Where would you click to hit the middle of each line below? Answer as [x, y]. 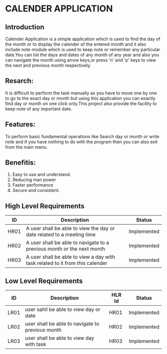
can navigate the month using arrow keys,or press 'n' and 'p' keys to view [81, 60]
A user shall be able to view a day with [70, 257]
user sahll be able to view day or [63, 310]
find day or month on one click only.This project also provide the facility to [81, 103]
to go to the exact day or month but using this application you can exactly [80, 98]
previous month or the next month [65, 249]
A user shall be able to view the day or [70, 228]
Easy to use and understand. [42, 175]
